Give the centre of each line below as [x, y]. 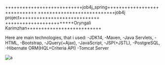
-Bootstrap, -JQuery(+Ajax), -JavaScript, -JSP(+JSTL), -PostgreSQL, [90, 43]
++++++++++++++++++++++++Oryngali [48, 23]
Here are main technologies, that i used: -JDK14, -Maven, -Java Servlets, [79, 37]
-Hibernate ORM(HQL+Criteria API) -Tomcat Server [57, 48]
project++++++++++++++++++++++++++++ [52, 17]
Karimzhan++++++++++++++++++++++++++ [53, 28]
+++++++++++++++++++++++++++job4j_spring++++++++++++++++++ [82, 7]
